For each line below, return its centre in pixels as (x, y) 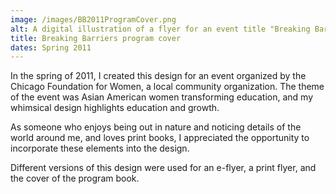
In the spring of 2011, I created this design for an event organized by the (158, 76)
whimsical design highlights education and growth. (115, 108)
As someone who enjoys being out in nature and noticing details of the (156, 127)
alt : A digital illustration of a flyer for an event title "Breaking (160, 29)
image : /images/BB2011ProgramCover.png (93, 19)
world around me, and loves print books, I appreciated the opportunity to (160, 138)
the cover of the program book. (75, 178)
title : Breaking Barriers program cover (96, 38)
